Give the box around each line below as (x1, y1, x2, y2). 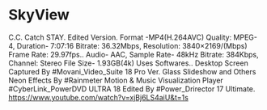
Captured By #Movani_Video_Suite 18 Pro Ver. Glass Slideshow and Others (8, 66, 256, 76)
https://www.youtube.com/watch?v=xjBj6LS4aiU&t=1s (8, 92, 189, 102)
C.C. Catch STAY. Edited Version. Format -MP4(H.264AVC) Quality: (8, 32, 232, 42)
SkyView (8, 6, 70, 24)
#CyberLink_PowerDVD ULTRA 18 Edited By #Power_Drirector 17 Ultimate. (8, 83, 256, 94)
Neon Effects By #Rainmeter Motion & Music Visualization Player (8, 75, 224, 85)
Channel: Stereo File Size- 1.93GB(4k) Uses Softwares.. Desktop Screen (8, 58, 248, 68)
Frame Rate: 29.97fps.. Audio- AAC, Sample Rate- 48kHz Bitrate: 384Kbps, (8, 49, 259, 59)
